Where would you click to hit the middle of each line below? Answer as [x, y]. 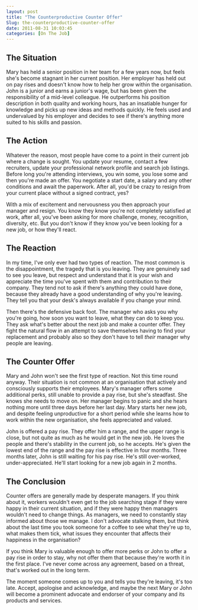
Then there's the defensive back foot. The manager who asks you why [92, 312]
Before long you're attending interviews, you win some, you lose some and [97, 174]
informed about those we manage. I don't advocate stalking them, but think [98, 521]
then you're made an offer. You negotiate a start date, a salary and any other [99, 180]
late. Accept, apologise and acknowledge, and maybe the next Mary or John [99, 588]
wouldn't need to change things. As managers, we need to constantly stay [97, 515]
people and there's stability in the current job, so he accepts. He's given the [98, 444]
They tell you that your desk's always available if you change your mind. [94, 300]
